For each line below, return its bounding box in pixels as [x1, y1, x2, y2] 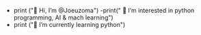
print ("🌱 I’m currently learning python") [13, 21, 126, 28]
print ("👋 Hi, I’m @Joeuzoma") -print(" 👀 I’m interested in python [13, 7, 195, 14]
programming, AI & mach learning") [13, 13, 114, 22]
